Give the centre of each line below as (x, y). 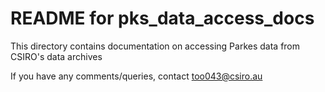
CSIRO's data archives (56, 56)
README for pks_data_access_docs (162, 18)
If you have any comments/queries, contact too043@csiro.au (136, 76)
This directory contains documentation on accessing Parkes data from (155, 46)
